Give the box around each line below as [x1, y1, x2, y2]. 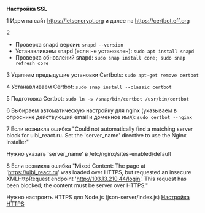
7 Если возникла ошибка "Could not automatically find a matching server [6, 125, 193, 133]
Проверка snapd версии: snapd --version [15, 41, 124, 48]
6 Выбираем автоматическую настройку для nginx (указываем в [6, 107, 177, 114]
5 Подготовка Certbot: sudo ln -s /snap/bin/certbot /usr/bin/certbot [6, 95, 190, 102]
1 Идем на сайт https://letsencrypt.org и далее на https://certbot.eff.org [6, 17, 190, 24]
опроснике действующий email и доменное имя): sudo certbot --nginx [6, 114, 192, 120]
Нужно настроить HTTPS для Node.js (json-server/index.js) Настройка [6, 193, 190, 201]
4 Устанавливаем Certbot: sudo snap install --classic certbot [6, 83, 172, 90]
